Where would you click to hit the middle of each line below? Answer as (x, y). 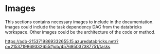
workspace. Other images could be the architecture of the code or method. (80, 32)
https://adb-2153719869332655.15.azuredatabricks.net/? (62, 41)
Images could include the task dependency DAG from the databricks (73, 27)
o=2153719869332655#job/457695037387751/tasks (58, 46)
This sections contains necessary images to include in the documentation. (80, 22)
